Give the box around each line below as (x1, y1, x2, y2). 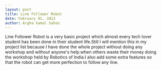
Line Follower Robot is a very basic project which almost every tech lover (5, 34, 152, 40)
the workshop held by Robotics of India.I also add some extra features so (5, 54, 152, 60)
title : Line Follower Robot (5, 12, 62, 16)
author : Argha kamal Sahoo (5, 20, 60, 26)
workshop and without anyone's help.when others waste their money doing (5, 49, 157, 55)
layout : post (5, 7, 32, 12)
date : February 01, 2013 (5, 16, 56, 21)
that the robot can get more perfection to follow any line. (5, 59, 119, 65)
